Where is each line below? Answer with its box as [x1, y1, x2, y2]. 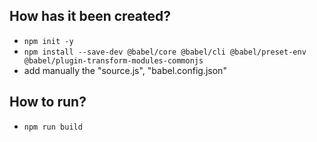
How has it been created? [9, 8, 172, 25]
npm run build [23, 122, 83, 132]
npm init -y [23, 36, 74, 46]
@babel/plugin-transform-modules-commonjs [23, 55, 204, 66]
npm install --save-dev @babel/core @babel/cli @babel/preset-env [23, 47, 307, 57]
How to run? [9, 94, 87, 111]
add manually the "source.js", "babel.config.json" [23, 64, 227, 76]
